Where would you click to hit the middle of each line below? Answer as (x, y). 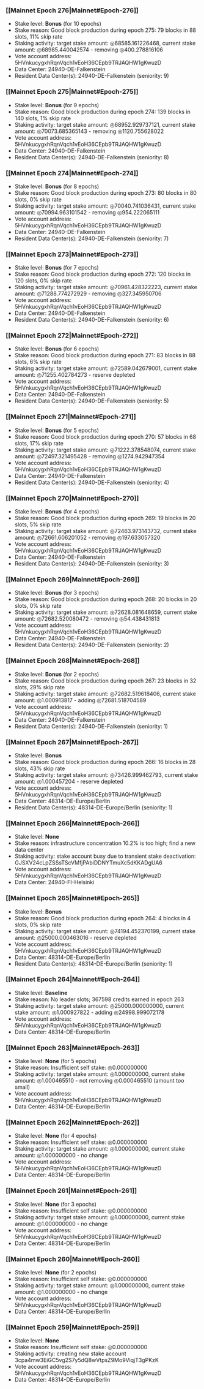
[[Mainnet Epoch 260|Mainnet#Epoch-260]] (73, 1259)
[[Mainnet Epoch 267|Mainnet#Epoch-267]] (72, 742)
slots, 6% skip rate (38, 362)
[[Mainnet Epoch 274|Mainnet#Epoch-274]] (72, 173)
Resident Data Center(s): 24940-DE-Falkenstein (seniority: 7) (92, 238)
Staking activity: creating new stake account (70, 1353)
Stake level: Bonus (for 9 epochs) (57, 105)
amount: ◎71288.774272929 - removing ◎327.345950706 (88, 293)
